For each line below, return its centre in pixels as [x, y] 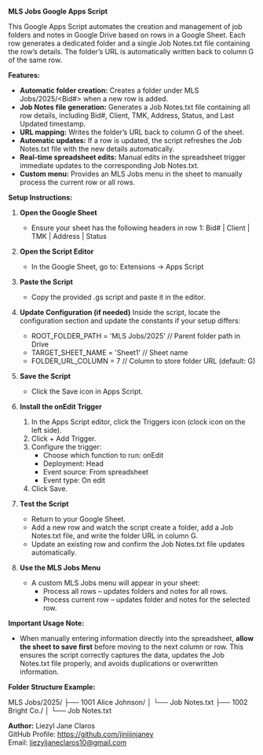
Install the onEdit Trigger [60, 407]
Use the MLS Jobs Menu [60, 568]
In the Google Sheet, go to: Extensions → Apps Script [117, 267]
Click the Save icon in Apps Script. [87, 391]
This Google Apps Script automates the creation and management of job [125, 26]
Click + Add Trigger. [64, 438]
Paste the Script [46, 282]
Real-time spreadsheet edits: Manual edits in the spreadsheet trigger [132, 157]
